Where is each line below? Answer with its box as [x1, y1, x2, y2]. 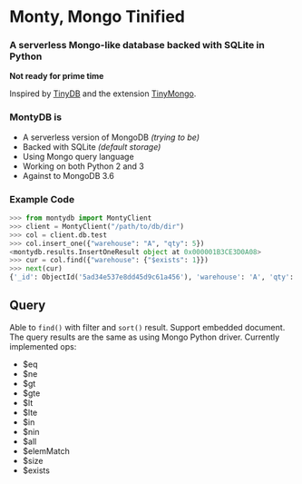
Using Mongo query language [22, 151, 134, 162]
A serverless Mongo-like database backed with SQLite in [9, 39, 265, 52]
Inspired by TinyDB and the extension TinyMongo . [9, 88, 197, 99]
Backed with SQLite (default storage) [22, 141, 161, 152]
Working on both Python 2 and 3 [22, 161, 145, 172]
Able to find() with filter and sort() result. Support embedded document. [9, 321, 286, 332]
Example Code [9, 193, 75, 205]
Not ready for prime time [9, 71, 104, 82]
